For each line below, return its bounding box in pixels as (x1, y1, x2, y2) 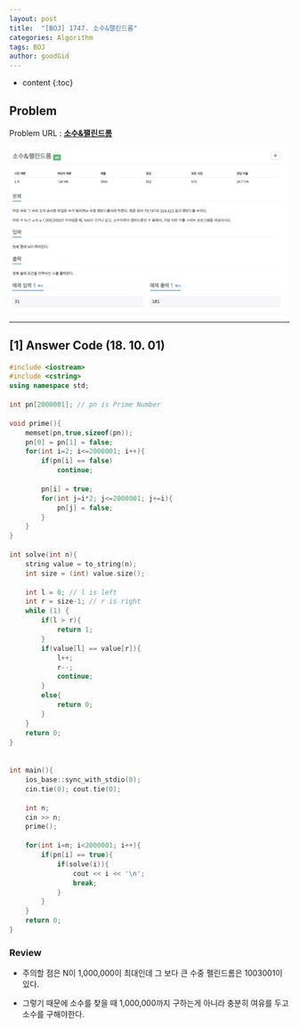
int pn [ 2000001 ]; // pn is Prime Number (9, 400, 162, 409)
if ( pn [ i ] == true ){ (41, 850, 114, 859)
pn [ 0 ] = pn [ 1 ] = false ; (25, 438, 114, 446)
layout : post (9, 14, 58, 23)
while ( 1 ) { (25, 606, 69, 615)
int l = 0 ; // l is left (25, 588, 117, 597)
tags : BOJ (9, 43, 46, 52)
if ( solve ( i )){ (56, 859, 109, 869)
